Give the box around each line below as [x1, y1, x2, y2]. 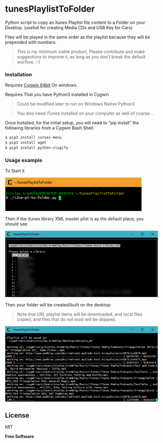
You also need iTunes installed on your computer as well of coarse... [16, 110, 154, 116]
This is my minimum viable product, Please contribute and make [16, 49, 145, 54]
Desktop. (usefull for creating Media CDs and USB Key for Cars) [5, 24, 133, 30]
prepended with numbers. [5, 39, 57, 45]
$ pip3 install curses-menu [5, 135, 62, 140]
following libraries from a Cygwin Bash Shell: [5, 125, 95, 131]
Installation [5, 71, 33, 78]
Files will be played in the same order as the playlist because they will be [5, 34, 150, 40]
